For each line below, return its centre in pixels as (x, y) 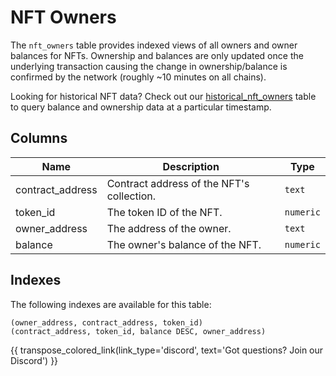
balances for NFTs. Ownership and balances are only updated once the (157, 55)
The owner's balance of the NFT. (184, 244)
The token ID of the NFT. (164, 212)
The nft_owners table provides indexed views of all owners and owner (154, 45)
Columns (39, 138)
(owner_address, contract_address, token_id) (106, 322)
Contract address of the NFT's (178, 183)
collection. (131, 196)
